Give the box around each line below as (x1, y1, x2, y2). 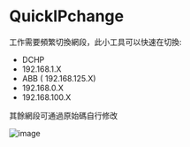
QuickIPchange (9, 6, 125, 27)
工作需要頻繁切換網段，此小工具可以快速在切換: (9, 36, 183, 47)
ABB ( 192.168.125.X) (21, 73, 96, 83)
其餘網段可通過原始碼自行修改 (9, 110, 118, 120)
